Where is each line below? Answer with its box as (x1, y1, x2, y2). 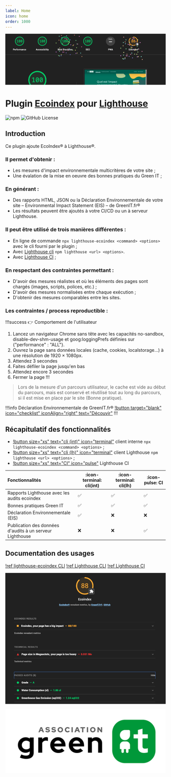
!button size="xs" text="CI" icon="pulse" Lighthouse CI (12, 460, 129, 467)
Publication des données (7, 522, 60, 528)
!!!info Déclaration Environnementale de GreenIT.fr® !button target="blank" (5, 405, 162, 411)
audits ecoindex (7, 495, 41, 501)
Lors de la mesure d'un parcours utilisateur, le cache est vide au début (17, 384, 166, 390)
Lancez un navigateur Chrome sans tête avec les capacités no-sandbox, (12, 331, 164, 337)
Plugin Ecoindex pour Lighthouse (5, 98, 149, 110)
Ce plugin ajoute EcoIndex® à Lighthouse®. (5, 143, 96, 149)
